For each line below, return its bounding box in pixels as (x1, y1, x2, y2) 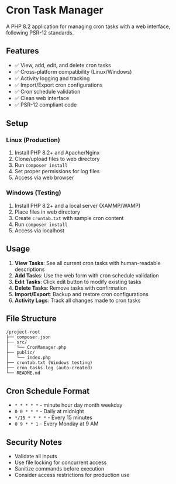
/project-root (6, 329, 41, 335)
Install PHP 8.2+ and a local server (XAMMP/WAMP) (14, 202, 141, 209)
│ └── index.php (6, 355, 51, 361)
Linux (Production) (6, 136, 60, 144)
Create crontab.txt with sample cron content (14, 214, 124, 221)
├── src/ (6, 339, 27, 345)
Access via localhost (14, 226, 65, 234)
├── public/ (6, 349, 35, 356)
